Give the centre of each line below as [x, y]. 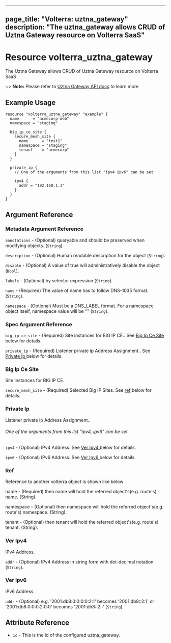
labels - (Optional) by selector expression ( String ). [59, 280]
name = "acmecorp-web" [40, 119]
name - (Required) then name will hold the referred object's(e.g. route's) [81, 492]
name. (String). [21, 497]
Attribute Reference [37, 623]
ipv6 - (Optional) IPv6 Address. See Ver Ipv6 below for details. [70, 457]
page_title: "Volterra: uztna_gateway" [67, 19]
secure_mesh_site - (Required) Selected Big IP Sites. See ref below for [78, 390]
